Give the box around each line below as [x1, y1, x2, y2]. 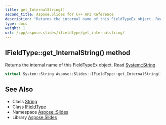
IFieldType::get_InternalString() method [5, 49, 130, 57]
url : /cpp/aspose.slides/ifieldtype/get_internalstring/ [5, 30, 125, 35]
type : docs [5, 21, 28, 26]
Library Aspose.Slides [12, 114, 57, 120]
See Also [5, 85, 33, 94]
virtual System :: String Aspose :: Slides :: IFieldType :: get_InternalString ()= [5, 71, 165, 76]
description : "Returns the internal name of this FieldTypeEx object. [5, 16, 154, 21]
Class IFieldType [12, 104, 46, 110]
